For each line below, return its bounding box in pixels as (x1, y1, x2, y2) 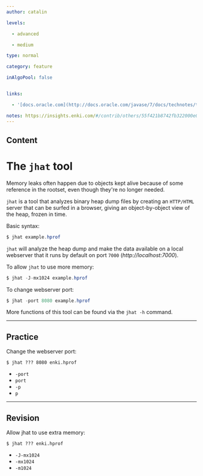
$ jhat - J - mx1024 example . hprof (6, 275, 88, 281)
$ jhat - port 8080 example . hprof (6, 298, 91, 304)
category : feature (6, 64, 53, 70)
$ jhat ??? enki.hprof (6, 441, 63, 447)
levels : (6, 19, 26, 26)
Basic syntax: (6, 222, 40, 229)
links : (6, 91, 23, 97)
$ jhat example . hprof (6, 234, 61, 240)
